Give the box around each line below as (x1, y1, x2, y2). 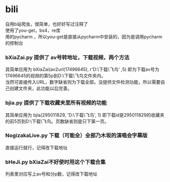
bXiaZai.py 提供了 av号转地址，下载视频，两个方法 (5, 54, 129, 61)
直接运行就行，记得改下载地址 (5, 144, 67, 151)
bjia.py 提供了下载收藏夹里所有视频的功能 (5, 99, 107, 106)
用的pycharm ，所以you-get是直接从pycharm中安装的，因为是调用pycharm (5, 33, 162, 40)
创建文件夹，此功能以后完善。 (9, 85, 72, 92)
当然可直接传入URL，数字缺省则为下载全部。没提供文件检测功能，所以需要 (5, 79, 161, 85)
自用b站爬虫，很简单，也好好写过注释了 (5, 21, 88, 27)
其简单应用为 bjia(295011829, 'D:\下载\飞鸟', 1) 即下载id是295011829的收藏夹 (5, 112, 165, 118)
